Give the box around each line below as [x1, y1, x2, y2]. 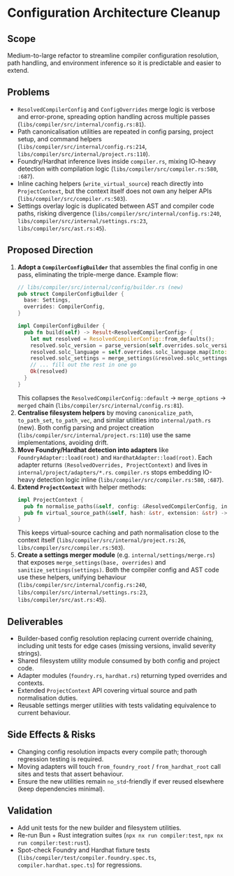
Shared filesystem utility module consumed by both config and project [17, 656, 220, 665]
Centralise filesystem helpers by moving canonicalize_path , [17, 408, 193, 417]
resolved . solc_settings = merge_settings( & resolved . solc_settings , [30, 355, 231, 362]
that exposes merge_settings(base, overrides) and [17, 558, 166, 567]
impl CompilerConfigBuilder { [17, 323, 106, 330]
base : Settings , [24, 297, 71, 304]
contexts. [17, 679, 45, 687]
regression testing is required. [17, 754, 104, 763]
